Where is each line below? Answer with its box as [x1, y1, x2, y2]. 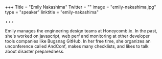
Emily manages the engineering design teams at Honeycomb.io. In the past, [5, 28, 158, 33]
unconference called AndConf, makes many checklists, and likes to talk [5, 44, 149, 49]
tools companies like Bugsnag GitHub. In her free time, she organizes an [5, 38, 151, 44]
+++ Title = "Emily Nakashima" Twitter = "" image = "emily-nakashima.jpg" [5, 4, 157, 10]
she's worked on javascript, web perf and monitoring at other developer [5, 33, 150, 39]
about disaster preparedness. [5, 48, 65, 54]
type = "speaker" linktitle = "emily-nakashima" [5, 9, 99, 15]
